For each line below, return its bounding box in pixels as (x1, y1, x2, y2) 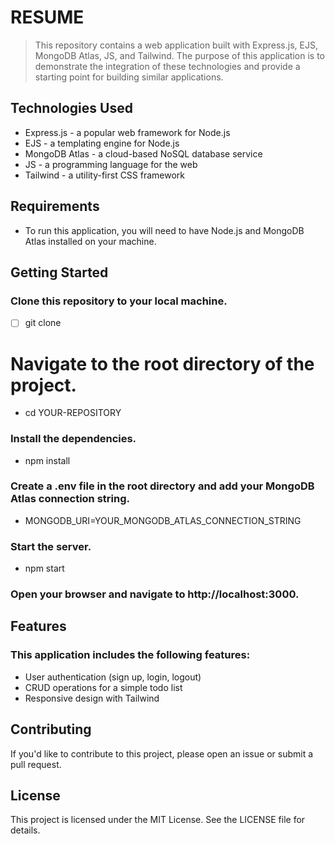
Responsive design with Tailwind (24, 692, 160, 704)
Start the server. (10, 539, 92, 553)
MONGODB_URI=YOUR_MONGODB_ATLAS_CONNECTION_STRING (24, 514, 302, 526)
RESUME (10, 6, 85, 29)
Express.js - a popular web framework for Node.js (24, 126, 231, 138)
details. (10, 824, 41, 836)
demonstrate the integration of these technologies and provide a (34, 60, 301, 72)
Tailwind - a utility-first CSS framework (24, 169, 186, 181)
